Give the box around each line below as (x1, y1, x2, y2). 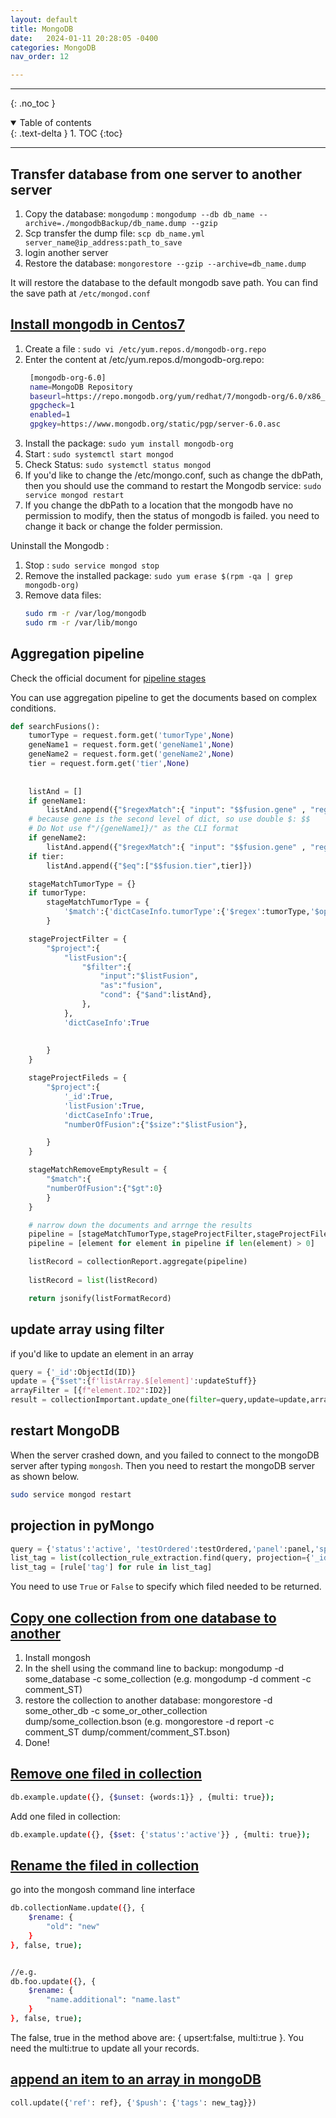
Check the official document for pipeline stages (10, 672, 207, 684)
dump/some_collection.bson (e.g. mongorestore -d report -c (24, 1715, 275, 1727)
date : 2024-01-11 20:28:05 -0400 (10, 33, 159, 43)
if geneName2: (28, 833, 87, 843)
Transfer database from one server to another (10, 166, 302, 183)
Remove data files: (24, 589, 102, 601)
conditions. (10, 702, 57, 714)
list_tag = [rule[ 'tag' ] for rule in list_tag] (10, 1562, 213, 1573)
